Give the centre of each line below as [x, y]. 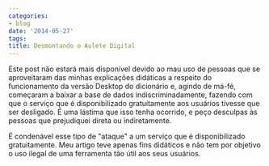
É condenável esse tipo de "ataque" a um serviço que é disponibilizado [127, 136]
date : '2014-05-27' [41, 31]
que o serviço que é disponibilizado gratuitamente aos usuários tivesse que [134, 104]
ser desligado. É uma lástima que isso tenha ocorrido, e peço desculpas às [133, 112]
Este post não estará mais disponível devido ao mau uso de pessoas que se [134, 69]
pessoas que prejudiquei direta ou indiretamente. [90, 121]
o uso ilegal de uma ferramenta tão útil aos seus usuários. [105, 154]
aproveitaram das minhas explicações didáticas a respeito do [110, 78]
